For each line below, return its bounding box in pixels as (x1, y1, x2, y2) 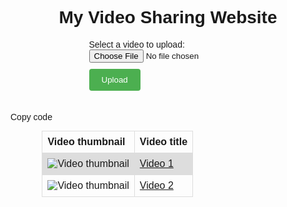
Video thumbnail (47, 135, 126, 147)
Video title (139, 135, 188, 147)
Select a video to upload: (88, 38, 185, 50)
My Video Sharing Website (58, 7, 278, 28)
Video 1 (139, 157, 174, 169)
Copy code (10, 111, 53, 122)
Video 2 (139, 179, 174, 191)
